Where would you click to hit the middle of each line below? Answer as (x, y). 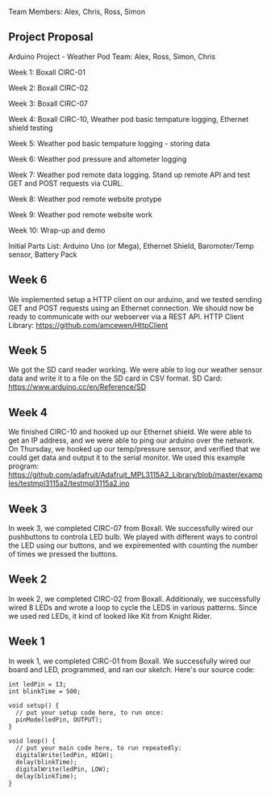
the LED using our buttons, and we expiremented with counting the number (133, 545)
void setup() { (34, 705)
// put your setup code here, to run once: (90, 713)
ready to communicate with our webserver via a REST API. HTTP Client (126, 316)
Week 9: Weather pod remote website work (81, 214)
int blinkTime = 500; (45, 691)
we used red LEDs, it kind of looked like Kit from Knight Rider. (110, 616)
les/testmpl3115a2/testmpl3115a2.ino (69, 483)
